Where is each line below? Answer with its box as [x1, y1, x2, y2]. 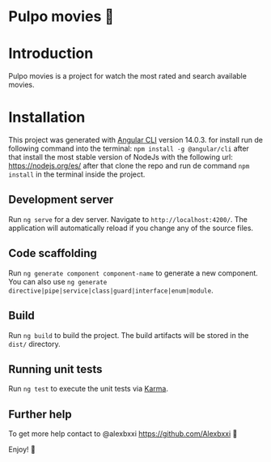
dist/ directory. [8, 339, 61, 349]
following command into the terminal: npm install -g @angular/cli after [8, 143, 249, 153]
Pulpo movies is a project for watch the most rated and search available [8, 71, 247, 81]
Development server [8, 193, 114, 207]
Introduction [8, 45, 94, 63]
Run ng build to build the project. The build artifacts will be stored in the [8, 330, 249, 340]
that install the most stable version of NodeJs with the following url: [8, 152, 233, 162]
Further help [8, 407, 73, 421]
